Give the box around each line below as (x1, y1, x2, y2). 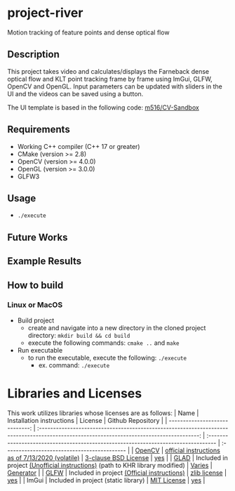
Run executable (17, 346, 63, 354)
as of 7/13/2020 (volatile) (7, 453, 80, 461)
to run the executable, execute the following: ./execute (27, 353, 187, 362)
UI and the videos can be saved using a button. (7, 89, 144, 98)
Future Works (7, 231, 68, 243)
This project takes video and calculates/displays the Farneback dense (7, 67, 209, 75)
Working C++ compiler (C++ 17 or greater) (17, 142, 140, 150)
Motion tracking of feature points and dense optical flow (7, 28, 170, 37)
